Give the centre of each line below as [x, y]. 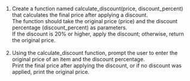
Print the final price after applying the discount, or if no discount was [96, 66]
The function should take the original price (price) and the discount [95, 21]
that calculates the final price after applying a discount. [80, 15]
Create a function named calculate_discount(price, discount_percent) [97, 9]
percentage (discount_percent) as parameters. [70, 27]
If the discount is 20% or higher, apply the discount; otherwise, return [98, 34]
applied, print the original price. [51, 72]
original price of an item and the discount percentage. [78, 59]
